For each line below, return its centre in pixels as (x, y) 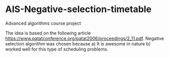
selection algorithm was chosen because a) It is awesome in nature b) (78, 43)
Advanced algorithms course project (43, 23)
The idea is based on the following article (48, 33)
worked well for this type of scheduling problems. (57, 49)
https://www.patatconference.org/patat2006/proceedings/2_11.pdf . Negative (85, 38)
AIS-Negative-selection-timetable (78, 9)
